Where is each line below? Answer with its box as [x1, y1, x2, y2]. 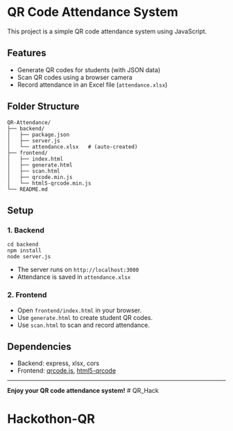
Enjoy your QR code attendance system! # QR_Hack [7, 387, 159, 395]
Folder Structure [7, 101, 80, 112]
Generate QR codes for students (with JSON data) [17, 65, 161, 74]
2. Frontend [7, 290, 47, 300]
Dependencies [7, 341, 71, 353]
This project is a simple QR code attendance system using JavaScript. [7, 27, 207, 35]
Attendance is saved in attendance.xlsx [17, 273, 131, 281]
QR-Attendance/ [7, 119, 51, 126]
